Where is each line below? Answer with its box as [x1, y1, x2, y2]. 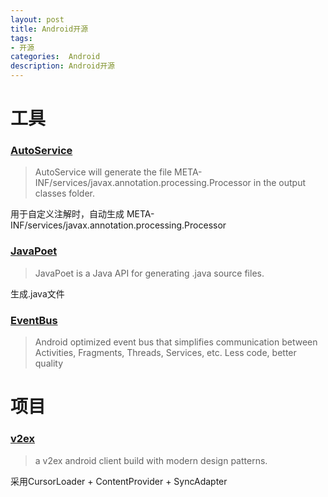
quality [34, 357, 64, 370]
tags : [10, 33, 33, 43]
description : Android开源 [10, 61, 115, 71]
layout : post [10, 14, 65, 25]
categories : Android [10, 52, 101, 62]
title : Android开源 [10, 24, 89, 34]
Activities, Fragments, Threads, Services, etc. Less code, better [34, 347, 297, 359]
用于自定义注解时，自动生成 [10, 208, 125, 220]
